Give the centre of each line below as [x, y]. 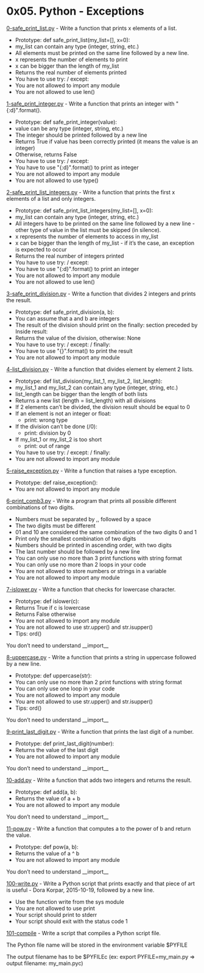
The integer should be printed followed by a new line [81, 135]
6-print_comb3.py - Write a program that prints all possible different [91, 501]
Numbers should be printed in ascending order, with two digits [93, 545]
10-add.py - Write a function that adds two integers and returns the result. [99, 780]
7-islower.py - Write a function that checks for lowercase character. [91, 589]
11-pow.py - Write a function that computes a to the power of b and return [99, 828]
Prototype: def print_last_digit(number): [65, 743]
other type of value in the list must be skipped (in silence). [88, 230]
